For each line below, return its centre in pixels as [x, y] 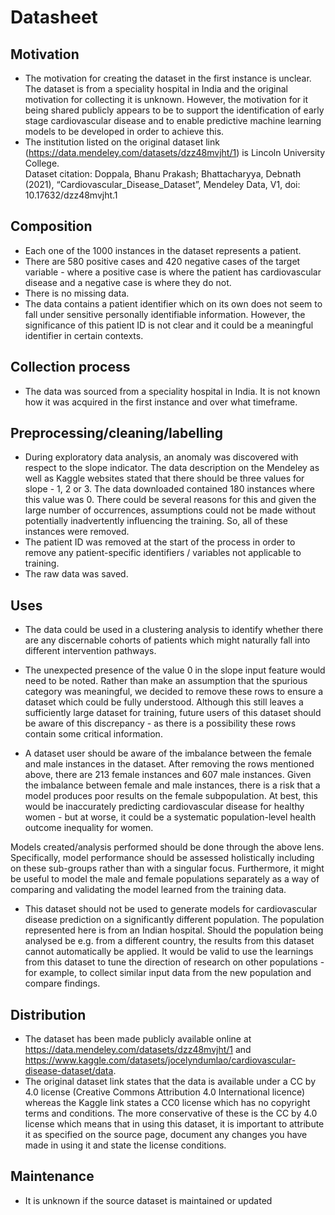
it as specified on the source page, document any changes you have [166, 1135]
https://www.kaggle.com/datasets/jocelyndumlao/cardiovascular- [160, 1060]
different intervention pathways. [90, 651]
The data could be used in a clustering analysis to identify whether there [174, 630]
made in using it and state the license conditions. [125, 1145]
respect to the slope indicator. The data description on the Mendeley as [172, 468]
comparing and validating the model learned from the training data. [148, 890]
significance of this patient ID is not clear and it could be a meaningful [169, 325]
